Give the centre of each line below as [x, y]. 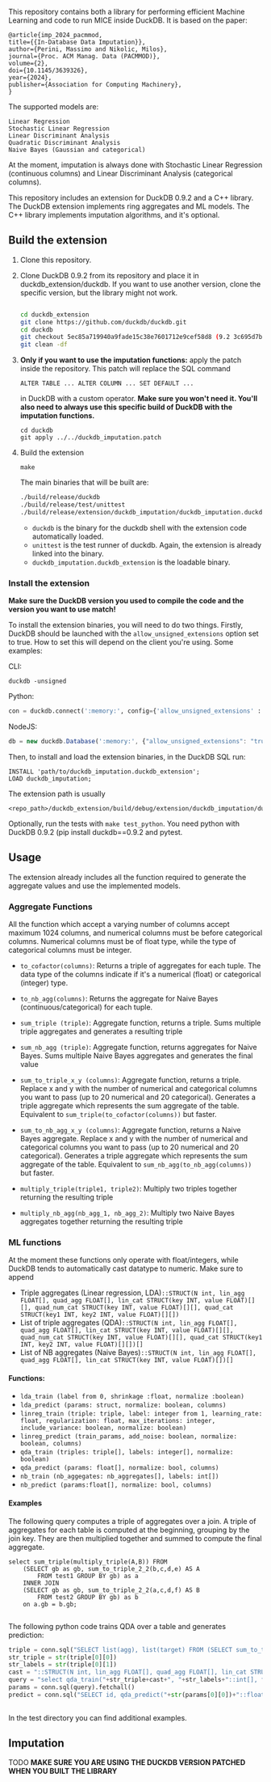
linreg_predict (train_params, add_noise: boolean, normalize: [129, 1437]
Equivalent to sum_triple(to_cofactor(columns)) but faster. [118, 1114]
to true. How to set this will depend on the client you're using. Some [121, 642]
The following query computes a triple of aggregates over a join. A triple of [132, 1521]
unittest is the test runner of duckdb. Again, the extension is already [147, 544]
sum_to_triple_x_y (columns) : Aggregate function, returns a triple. [130, 1080]
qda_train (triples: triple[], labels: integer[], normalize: [127, 1452]
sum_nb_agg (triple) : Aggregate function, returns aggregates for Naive [138, 1047]
